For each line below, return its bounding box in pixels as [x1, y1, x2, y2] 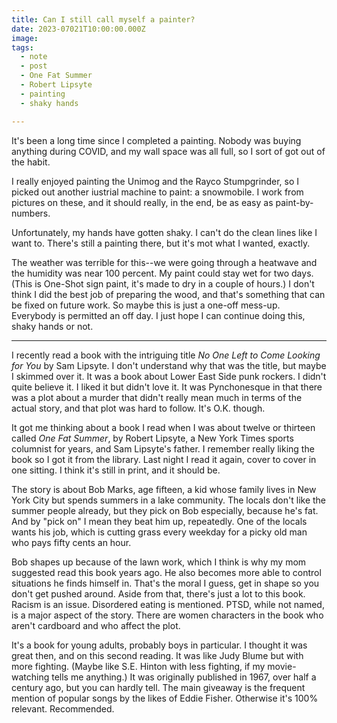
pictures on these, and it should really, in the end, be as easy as [11, 196, 274, 208]
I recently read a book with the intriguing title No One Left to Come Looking [11, 349, 321, 361]
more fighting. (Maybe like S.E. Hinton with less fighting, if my [11, 660, 266, 672]
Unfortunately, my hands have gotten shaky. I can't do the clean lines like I [11, 226, 318, 238]
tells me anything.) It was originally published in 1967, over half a [51, 671, 317, 683]
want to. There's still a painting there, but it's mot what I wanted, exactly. [11, 237, 311, 249]
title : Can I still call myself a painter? [11, 14, 196, 25]
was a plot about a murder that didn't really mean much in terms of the [11, 391, 303, 403]
